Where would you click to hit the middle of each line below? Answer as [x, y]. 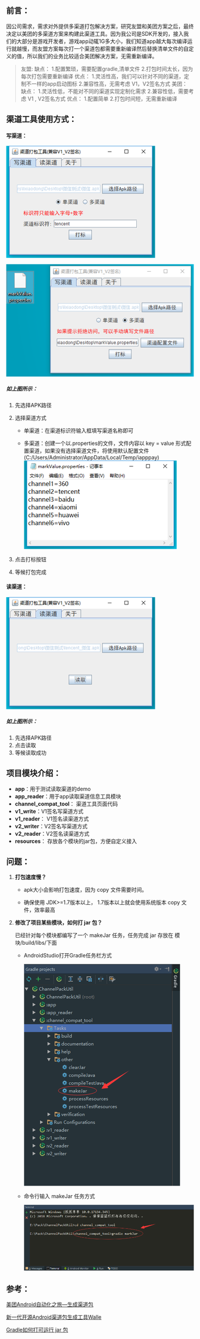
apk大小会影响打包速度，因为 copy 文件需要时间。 [85, 890]
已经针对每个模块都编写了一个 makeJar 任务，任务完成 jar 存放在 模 [97, 935]
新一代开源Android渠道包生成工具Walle [54, 1317]
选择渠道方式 [30, 417]
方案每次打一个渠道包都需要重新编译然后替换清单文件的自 [118, 48]
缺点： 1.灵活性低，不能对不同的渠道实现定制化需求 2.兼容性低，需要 [104, 91]
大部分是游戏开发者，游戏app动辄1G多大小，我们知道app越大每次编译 [102, 41]
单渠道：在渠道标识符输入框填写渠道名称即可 [79, 430]
